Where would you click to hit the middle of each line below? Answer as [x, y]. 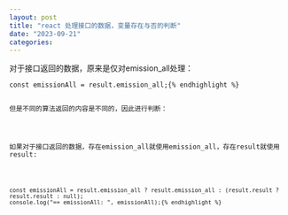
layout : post [33, 17]
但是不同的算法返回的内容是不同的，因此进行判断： [89, 109]
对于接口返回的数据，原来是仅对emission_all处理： [101, 68]
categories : [31, 42]
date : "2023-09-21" [45, 34]
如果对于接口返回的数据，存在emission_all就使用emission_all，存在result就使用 [145, 147]
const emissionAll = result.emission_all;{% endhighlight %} [125, 85]
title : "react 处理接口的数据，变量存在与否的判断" [95, 26]
